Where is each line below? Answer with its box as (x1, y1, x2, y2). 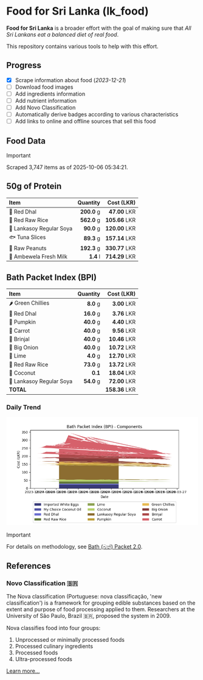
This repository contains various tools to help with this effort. (6, 43, 159, 50)
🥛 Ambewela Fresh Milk (9, 252, 68, 260)
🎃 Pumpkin (9, 318, 36, 326)
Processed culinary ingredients (15, 643, 93, 650)
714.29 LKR (105, 252, 136, 260)
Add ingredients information (15, 90, 86, 97)
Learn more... (6, 667, 40, 675)
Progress (6, 60, 41, 71)
